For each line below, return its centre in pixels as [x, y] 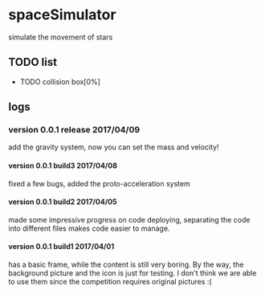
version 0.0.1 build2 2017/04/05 [63, 202]
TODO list [33, 62]
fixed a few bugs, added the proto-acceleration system [99, 183]
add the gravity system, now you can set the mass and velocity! [114, 147]
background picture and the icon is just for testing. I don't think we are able [132, 273]
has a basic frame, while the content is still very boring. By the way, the [126, 265]
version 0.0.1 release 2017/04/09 [74, 130]
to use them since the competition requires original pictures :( [110, 282]
